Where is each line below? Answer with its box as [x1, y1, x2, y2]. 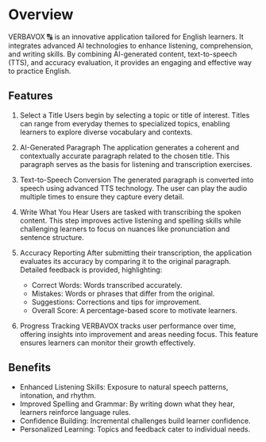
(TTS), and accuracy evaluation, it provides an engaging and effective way [8, 57, 253, 67]
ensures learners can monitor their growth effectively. [19, 338, 196, 347]
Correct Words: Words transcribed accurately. [31, 280, 183, 289]
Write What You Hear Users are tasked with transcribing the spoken [19, 207, 241, 216]
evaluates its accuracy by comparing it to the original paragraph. [19, 256, 232, 266]
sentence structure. [19, 232, 85, 242]
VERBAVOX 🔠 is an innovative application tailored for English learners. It [8, 32, 244, 41]
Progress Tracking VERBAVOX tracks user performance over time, [19, 320, 237, 331]
